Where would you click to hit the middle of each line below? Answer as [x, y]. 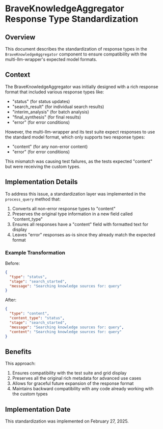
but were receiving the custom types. [43, 166]
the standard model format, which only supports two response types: [75, 137]
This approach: [20, 364]
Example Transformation [35, 253]
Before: [13, 263]
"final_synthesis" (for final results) [46, 117]
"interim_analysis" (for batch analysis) [51, 112]
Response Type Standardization [72, 19]
